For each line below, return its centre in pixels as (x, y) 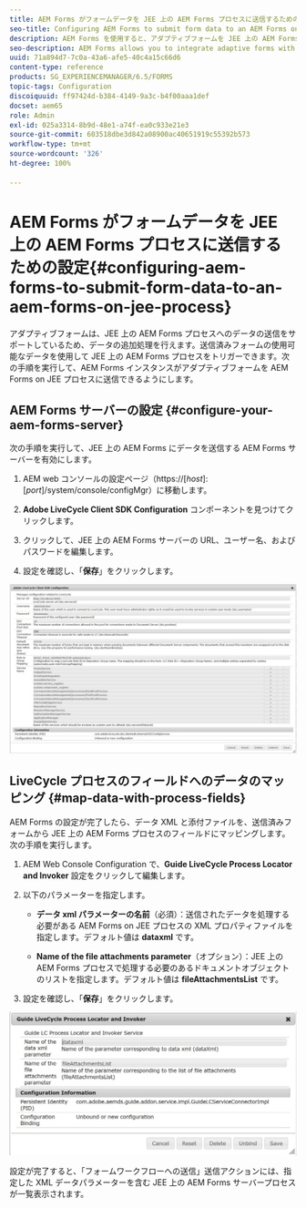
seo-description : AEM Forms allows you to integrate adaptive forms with (153, 48)
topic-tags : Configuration (61, 87)
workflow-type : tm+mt (51, 144)
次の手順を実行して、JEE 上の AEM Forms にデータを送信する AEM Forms (148, 448)
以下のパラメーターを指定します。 (86, 895)
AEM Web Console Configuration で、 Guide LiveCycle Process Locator (158, 864)
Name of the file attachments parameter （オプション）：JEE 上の (160, 956)
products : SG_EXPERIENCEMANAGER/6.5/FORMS (91, 77)
